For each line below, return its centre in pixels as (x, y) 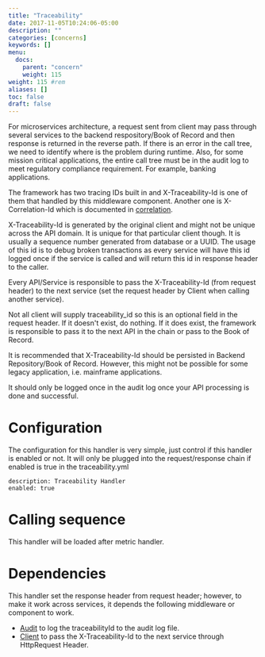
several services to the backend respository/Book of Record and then (122, 135)
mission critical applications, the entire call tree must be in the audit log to (129, 160)
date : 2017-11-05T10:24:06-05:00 (63, 23)
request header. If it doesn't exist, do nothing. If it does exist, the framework (132, 323)
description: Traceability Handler (67, 482)
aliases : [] (28, 89)
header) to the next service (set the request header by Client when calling (129, 291)
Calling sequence (67, 520)
